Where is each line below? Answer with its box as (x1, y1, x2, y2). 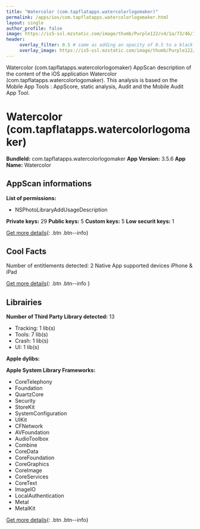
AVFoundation (14, 429, 49, 436)
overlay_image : (19, 48, 58, 54)
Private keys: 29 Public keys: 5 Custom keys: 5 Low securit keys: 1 (6, 217, 174, 225)
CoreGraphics (14, 460, 49, 468)
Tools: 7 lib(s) (14, 331, 49, 338)
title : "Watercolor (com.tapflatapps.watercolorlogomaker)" (6, 8, 159, 15)
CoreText (14, 480, 37, 487)
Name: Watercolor (6, 161, 52, 169)
